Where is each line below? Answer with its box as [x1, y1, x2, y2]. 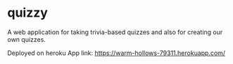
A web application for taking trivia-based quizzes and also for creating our [7, 28, 223, 36]
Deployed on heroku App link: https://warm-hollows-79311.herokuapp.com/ [7, 49, 226, 57]
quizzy [7, 5, 48, 21]
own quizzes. [7, 35, 46, 43]
